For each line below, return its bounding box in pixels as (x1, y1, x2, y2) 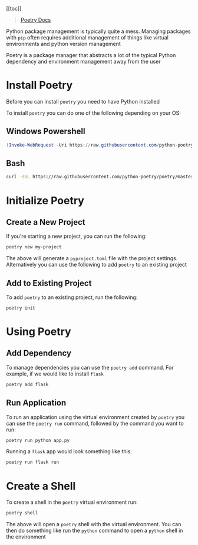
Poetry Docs (20, 16, 51, 23)
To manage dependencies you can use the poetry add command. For (6, 364, 174, 371)
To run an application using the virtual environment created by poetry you (6, 413, 185, 420)
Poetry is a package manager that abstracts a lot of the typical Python (6, 52, 176, 58)
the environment (6, 533, 46, 540)
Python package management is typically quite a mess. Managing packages (6, 28, 191, 35)
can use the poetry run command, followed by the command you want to (6, 420, 184, 427)
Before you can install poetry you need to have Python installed (6, 98, 160, 105)
